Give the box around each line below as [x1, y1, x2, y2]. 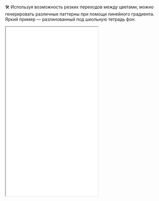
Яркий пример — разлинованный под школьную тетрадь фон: [5, 16, 136, 22]
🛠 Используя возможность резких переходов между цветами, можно [5, 4, 154, 10]
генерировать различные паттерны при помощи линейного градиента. [5, 11, 155, 17]
